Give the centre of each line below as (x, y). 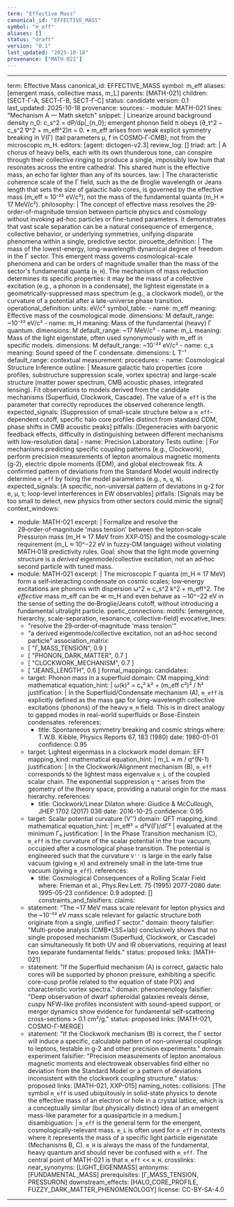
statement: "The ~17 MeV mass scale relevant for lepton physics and (126, 908)
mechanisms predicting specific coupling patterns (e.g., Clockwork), (106, 449)
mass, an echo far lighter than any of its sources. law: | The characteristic (112, 175)
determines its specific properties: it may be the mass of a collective (105, 278)
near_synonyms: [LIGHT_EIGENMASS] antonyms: (98, 1167)
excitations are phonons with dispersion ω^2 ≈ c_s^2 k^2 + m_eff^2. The (121, 588)
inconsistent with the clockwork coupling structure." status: (113, 1078)
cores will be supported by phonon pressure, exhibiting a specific (122, 974)
